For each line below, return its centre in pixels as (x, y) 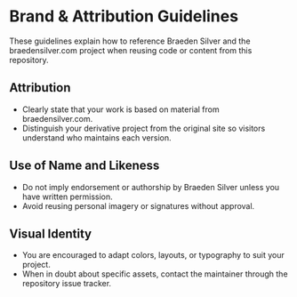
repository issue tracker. (67, 284)
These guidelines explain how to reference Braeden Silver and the (130, 41)
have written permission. (67, 197)
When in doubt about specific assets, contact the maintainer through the (155, 274)
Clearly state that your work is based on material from (120, 109)
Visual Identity (50, 233)
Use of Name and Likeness (84, 166)
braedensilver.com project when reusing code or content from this (131, 50)
